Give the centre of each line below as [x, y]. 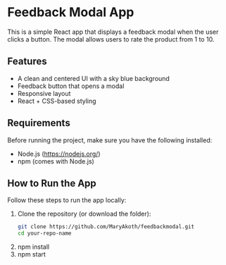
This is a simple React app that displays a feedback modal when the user [113, 32]
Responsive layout [44, 93]
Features [27, 62]
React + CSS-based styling [57, 101]
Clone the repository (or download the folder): [84, 214]
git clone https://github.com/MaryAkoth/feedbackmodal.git [106, 227]
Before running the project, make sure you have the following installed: [110, 140]
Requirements [39, 123]
